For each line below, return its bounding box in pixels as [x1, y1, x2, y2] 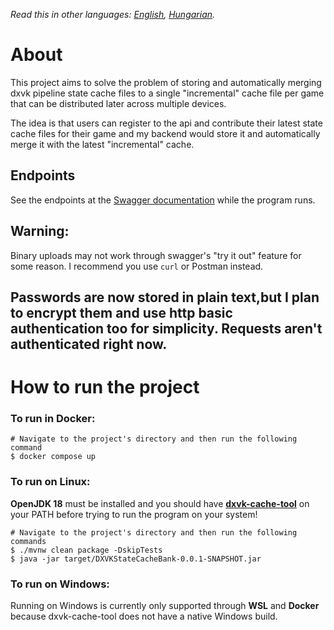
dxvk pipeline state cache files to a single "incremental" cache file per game [10, 87, 325, 99]
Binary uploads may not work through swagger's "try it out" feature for [10, 249, 302, 261]
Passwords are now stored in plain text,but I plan [10, 289, 320, 306]
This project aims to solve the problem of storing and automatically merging [10, 76, 322, 88]
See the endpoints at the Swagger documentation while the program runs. [10, 194, 316, 206]
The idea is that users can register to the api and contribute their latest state [10, 117, 323, 129]
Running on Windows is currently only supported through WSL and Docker [10, 600, 320, 612]
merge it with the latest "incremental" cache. [10, 138, 195, 150]
